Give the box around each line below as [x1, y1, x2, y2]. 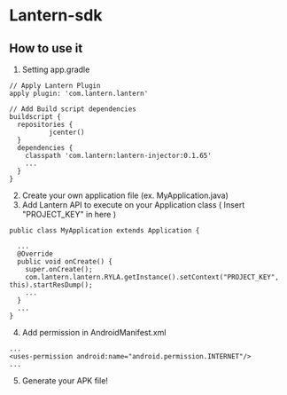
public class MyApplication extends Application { [9, 226, 200, 235]
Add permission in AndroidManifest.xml [21, 328, 167, 337]
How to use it [9, 41, 83, 56]
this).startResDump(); [9, 280, 93, 289]
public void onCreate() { [17, 257, 113, 266]
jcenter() [48, 128, 86, 137]
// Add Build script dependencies [9, 105, 137, 114]
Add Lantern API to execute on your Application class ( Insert [21, 200, 245, 209]
